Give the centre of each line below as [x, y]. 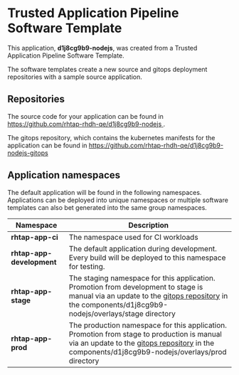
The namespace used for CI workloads [133, 237]
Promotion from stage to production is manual [145, 334]
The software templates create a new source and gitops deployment [107, 69]
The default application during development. [143, 248]
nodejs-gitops [28, 153]
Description [148, 225]
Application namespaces [64, 175]
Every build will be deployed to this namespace [147, 258]
